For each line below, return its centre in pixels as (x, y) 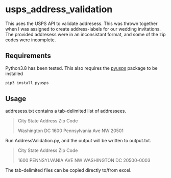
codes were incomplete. (31, 40)
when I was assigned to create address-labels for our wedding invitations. (83, 29)
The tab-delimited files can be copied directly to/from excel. (68, 170)
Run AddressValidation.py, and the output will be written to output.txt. (78, 141)
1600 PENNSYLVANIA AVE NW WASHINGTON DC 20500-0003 (84, 160)
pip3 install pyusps (27, 83)
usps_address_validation (59, 9)
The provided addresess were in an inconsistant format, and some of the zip (86, 34)
